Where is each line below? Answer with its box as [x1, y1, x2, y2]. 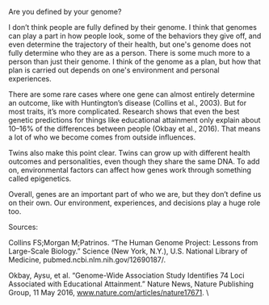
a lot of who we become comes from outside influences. [8, 132, 196, 142]
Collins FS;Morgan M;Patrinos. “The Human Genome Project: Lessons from [8, 238, 258, 247]
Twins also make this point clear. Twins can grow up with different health [8, 148, 250, 157]
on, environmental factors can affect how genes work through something [8, 165, 252, 174]
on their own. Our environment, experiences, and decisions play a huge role [8, 198, 261, 207]
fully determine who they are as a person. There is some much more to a [8, 48, 250, 57]
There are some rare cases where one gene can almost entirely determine [8, 90, 255, 99]
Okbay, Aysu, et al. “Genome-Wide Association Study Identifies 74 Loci [8, 270, 245, 280]
